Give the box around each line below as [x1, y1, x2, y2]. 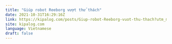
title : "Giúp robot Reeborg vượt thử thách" [5, 7, 102, 13]
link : [5, 17, 17, 22]
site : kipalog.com [5, 21, 45, 27]
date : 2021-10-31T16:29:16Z [5, 12, 66, 17]
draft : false [5, 31, 33, 36]
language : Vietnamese [5, 26, 52, 31]
